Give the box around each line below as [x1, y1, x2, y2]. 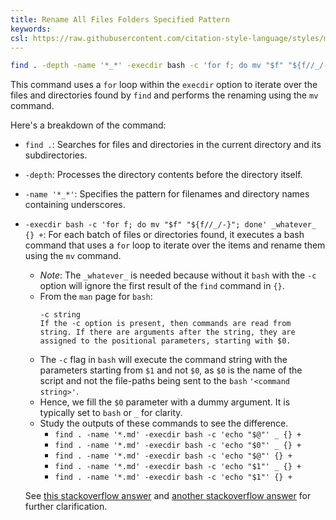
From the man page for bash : [39, 291, 153, 303]
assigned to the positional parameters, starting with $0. [39, 336, 292, 346]
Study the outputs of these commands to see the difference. [39, 417, 289, 430]
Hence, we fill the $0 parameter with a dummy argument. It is [39, 396, 291, 408]
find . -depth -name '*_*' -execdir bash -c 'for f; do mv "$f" [10, 61, 284, 71]
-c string [39, 310, 82, 320]
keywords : [10, 24, 52, 34]
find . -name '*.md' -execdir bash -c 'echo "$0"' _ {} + [54, 441, 302, 451]
